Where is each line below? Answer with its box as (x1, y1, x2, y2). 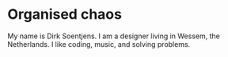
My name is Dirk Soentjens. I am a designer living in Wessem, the (7, 31, 221, 41)
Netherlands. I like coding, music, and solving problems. (7, 39, 191, 48)
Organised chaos (7, 5, 122, 23)
